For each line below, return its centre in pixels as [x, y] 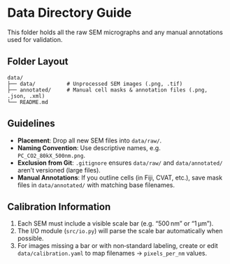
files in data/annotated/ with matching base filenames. [96, 185]
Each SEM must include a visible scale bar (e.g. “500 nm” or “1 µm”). [115, 223]
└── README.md [28, 102]
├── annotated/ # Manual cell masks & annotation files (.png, [108, 90]
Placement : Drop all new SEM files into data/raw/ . [89, 140]
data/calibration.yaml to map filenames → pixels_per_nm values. [112, 254]
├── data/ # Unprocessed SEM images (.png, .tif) [95, 84]
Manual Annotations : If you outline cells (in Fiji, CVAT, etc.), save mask [120, 177]
